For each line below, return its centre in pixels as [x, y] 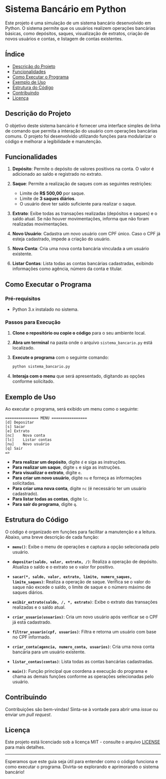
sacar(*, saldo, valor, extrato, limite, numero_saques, [72, 577]
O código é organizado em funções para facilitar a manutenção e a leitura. [81, 532]
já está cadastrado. [32, 622]
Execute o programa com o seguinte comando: [61, 357]
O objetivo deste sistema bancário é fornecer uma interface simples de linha [83, 126]
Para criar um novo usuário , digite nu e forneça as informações [77, 478]
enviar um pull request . [28, 714]
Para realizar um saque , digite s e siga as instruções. [66, 467]
